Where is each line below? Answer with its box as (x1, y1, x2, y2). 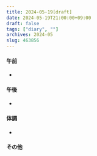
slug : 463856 (6, 37, 40, 43)
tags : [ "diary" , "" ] (6, 26, 59, 32)
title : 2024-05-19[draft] (6, 9, 72, 15)
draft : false (6, 20, 40, 26)
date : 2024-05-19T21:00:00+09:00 (6, 15, 92, 21)
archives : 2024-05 (6, 32, 53, 38)
